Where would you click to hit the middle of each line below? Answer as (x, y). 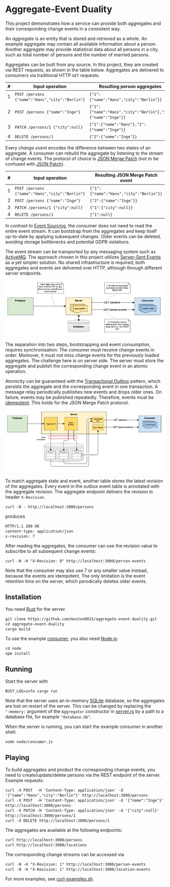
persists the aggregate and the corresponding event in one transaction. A (82, 387)
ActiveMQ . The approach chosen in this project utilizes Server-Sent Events (83, 257)
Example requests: (25, 781)
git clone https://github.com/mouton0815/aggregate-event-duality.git (81, 619)
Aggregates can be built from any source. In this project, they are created (82, 64)
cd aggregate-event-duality (35, 624)
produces (15, 516)
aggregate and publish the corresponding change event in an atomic (77, 366)
